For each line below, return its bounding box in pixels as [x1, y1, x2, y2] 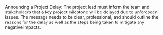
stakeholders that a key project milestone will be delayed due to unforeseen [5, 9, 158, 15]
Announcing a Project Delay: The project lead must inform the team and [5, 4, 150, 10]
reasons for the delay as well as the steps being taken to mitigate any [5, 19, 145, 25]
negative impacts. [5, 24, 41, 30]
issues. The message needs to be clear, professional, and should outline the [5, 14, 159, 20]
